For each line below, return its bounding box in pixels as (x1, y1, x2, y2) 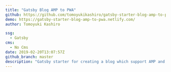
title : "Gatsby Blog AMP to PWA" (5, 7, 76, 13)
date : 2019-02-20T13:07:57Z (5, 49, 65, 55)
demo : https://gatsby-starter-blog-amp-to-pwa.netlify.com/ (5, 17, 136, 22)
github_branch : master (5, 54, 53, 59)
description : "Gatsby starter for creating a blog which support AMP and (5, 59, 165, 64)
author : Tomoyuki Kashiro (5, 21, 60, 27)
